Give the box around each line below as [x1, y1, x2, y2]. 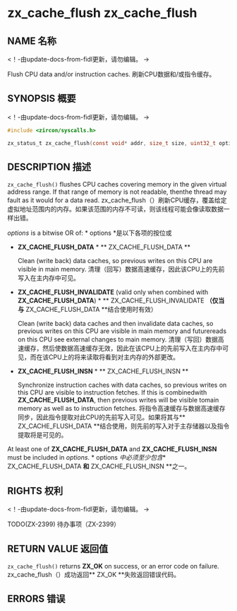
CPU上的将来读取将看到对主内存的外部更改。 [48, 353, 180, 361]
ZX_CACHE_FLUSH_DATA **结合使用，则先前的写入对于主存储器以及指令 [17, 422, 230, 431]
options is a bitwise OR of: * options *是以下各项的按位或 [7, 228, 172, 238]
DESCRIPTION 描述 [7, 161, 92, 173]
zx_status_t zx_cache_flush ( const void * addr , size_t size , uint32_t [7, 139, 217, 146]
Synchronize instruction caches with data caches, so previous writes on [17, 380, 227, 390]
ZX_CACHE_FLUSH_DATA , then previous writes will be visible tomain [17, 396, 219, 405]
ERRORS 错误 [7, 593, 66, 605]
